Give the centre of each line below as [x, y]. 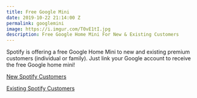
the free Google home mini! [41, 65]
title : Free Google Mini [38, 12]
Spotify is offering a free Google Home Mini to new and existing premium [98, 52]
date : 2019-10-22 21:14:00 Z [43, 18]
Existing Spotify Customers [41, 88]
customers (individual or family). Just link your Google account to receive [99, 58]
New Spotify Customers [36, 77]
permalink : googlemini [35, 23]
